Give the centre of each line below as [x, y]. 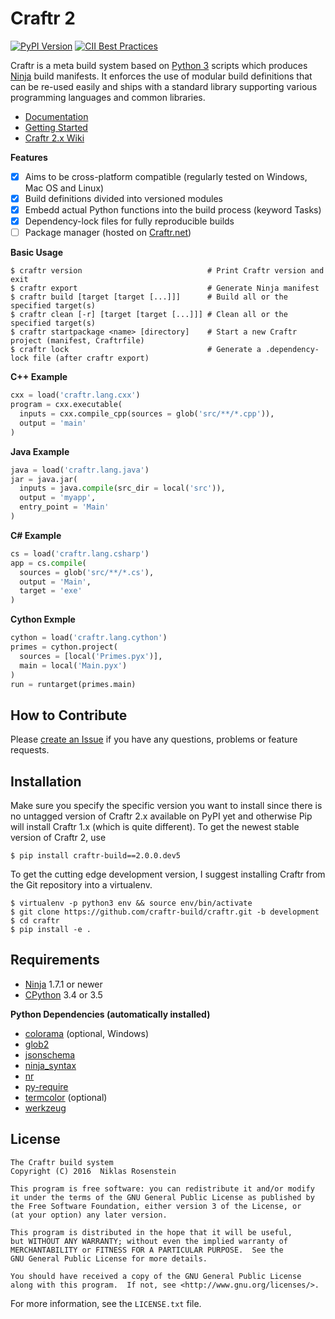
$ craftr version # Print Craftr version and [167, 271]
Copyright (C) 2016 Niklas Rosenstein [93, 1171]
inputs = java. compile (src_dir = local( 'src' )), [122, 488]
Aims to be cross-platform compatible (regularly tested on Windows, [166, 176]
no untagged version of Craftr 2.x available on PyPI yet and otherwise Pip [161, 816]
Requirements [55, 960]
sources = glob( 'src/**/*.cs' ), [87, 572]
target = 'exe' [51, 591]
